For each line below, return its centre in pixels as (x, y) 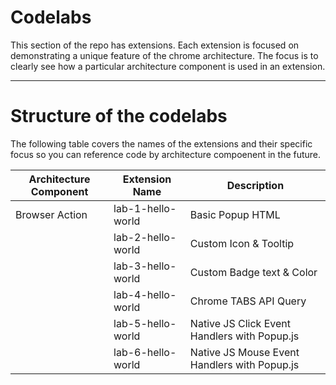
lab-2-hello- (145, 237)
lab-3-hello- (145, 266)
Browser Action (51, 214)
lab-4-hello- (145, 294)
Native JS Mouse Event (244, 352)
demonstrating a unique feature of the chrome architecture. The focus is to (164, 55)
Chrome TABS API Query (248, 301)
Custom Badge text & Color (253, 272)
